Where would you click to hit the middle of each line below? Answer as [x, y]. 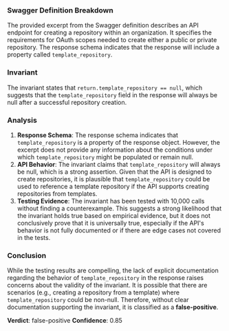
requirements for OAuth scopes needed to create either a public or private [112, 40]
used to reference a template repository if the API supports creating [113, 186]
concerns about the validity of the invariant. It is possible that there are [107, 285]
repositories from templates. [57, 193]
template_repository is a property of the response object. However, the [118, 142]
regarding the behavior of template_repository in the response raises [106, 278]
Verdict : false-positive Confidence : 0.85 [65, 321]
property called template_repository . [60, 54]
